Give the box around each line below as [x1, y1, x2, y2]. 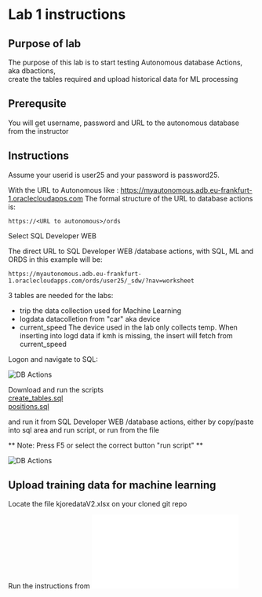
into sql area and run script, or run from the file [8, 425, 159, 434]
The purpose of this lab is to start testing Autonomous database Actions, [8, 57, 243, 67]
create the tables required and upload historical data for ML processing [8, 75, 238, 83]
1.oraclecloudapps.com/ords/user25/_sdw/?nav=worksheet [8, 277, 195, 285]
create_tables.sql [8, 393, 64, 403]
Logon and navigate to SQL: [8, 354, 98, 363]
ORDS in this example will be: [8, 254, 103, 264]
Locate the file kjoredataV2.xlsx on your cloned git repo [8, 499, 187, 509]
